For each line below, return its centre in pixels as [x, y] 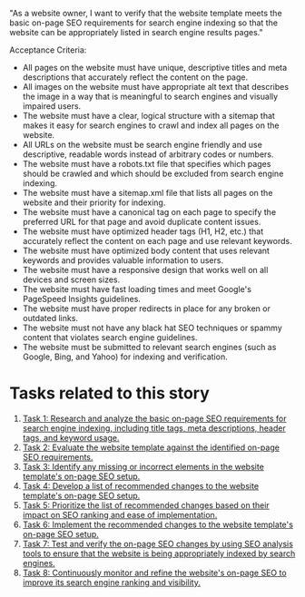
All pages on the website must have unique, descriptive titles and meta [155, 68]
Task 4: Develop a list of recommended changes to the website [141, 485]
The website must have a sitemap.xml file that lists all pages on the [148, 193]
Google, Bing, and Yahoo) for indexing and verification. [125, 357]
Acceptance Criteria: [48, 50]
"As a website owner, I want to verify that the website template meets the [146, 13]
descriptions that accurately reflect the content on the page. [135, 77]
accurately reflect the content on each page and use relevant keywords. [157, 241]
